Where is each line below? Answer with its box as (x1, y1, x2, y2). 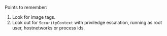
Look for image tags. (12, 14, 56, 20)
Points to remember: (5, 5, 48, 10)
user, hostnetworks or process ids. (12, 25, 85, 31)
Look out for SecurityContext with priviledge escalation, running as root (12, 20, 162, 25)
